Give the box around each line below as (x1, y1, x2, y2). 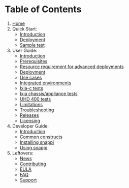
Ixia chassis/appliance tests (19, 90, 78, 97)
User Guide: (12, 47, 38, 53)
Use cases (19, 74, 42, 80)
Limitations (19, 101, 43, 107)
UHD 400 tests (19, 96, 51, 102)
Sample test (19, 42, 45, 48)
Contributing (19, 161, 46, 167)
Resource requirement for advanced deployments (19, 64, 124, 70)
